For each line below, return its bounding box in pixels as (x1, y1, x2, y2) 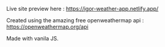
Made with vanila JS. (6, 35, 59, 42)
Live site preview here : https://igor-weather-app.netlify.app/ (6, 5, 159, 12)
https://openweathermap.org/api (6, 23, 89, 30)
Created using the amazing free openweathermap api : (6, 17, 144, 23)
